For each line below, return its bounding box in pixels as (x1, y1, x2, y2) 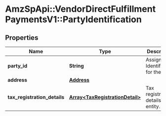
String (69, 62, 84, 69)
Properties (5, 33, 39, 42)
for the (145, 69, 162, 75)
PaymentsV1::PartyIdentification (5, 14, 142, 25)
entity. (145, 103, 161, 110)
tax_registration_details (7, 94, 65, 100)
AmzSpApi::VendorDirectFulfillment (5, 3, 156, 15)
